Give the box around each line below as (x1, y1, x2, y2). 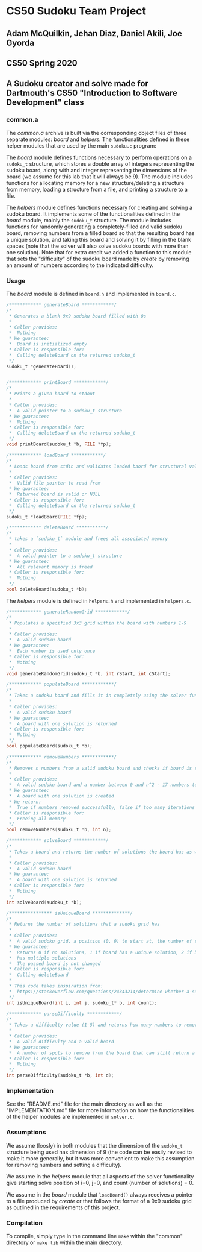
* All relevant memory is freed (8, 564, 93, 570)
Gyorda (6, 37, 35, 48)
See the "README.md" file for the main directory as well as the (6, 1100, 162, 1107)
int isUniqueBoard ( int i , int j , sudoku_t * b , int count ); (6, 999, 158, 1006)
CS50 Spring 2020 (6, 58, 78, 68)
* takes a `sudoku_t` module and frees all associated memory (8, 536, 168, 542)
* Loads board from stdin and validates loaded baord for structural (8, 463, 187, 470)
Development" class (6, 98, 84, 108)
